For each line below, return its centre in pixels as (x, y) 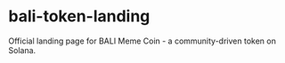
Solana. (22, 50)
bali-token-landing (79, 16)
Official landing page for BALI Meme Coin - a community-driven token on (142, 41)
